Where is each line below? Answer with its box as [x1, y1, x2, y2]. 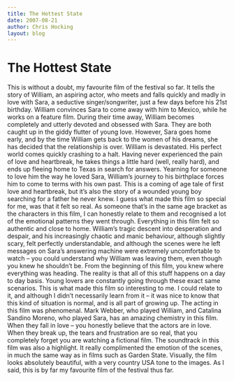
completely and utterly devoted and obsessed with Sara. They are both [7, 120, 212, 129]
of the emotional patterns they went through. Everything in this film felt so [7, 217, 220, 226]
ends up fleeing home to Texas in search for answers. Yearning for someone [7, 165, 227, 174]
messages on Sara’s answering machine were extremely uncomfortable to [7, 247, 221, 256]
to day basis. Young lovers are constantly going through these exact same [7, 277, 221, 285]
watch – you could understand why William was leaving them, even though [7, 254, 222, 263]
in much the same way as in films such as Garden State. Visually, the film [7, 351, 217, 359]
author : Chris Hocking [7, 23, 73, 30]
